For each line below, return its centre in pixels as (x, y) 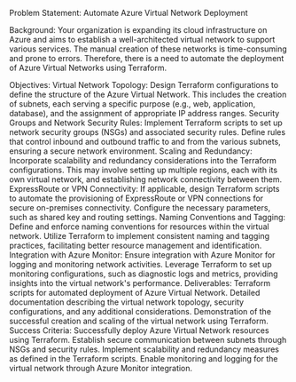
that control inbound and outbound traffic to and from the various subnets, (145, 142)
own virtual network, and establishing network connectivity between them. (145, 179)
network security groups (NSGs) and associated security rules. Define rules (148, 132)
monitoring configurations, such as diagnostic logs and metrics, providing (144, 274)
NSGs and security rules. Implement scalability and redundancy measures (144, 349)
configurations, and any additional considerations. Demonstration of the (140, 311)
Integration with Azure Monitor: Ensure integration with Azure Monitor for (142, 255)
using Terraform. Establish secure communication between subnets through (148, 340)
